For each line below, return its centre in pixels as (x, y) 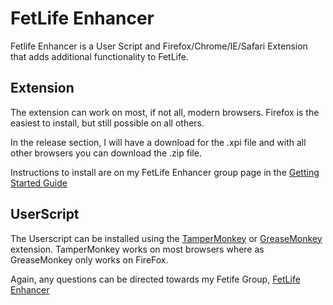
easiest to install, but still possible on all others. (107, 123)
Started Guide (39, 183)
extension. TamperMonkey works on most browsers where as (137, 249)
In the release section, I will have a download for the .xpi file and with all (158, 142)
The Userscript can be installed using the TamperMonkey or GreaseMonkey (166, 238)
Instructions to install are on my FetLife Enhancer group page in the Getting (165, 172)
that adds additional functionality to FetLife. (99, 56)
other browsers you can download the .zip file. (106, 153)
